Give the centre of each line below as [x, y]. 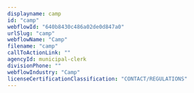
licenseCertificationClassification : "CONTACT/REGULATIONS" [98, 79]
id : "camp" [23, 20]
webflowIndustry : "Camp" [44, 72]
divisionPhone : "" [34, 66]
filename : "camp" [33, 46]
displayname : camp [34, 14]
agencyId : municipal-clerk [47, 59]
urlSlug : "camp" [31, 33]
